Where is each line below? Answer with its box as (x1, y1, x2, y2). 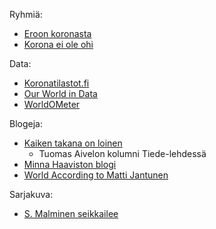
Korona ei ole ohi (23, 39, 94, 50)
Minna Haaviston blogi (23, 159, 117, 170)
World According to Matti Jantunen (23, 169, 169, 181)
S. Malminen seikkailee (23, 208, 119, 219)
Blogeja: (9, 118, 43, 129)
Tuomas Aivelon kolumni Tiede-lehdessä (38, 148, 207, 159)
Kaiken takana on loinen (23, 137, 123, 149)
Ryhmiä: (9, 9, 43, 20)
